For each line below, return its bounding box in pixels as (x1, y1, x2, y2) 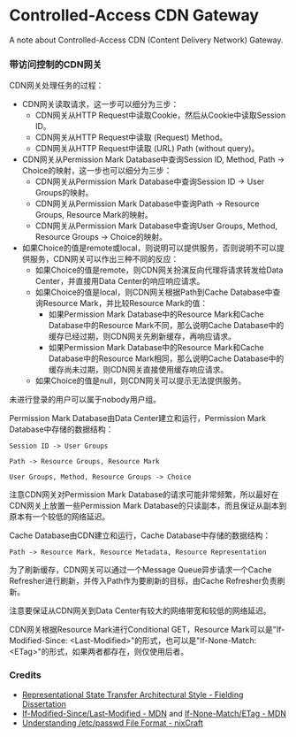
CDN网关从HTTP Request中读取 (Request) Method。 (34, 132, 228, 142)
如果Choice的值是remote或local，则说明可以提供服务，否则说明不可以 (21, 242, 277, 253)
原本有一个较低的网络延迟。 (9, 511, 110, 522)
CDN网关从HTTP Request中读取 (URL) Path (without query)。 (34, 143, 260, 154)
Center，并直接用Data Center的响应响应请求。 (34, 276, 205, 287)
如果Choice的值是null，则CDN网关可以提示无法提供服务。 (34, 375, 247, 386)
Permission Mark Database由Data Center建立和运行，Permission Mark (9, 413, 267, 424)
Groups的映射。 (34, 188, 94, 198)
